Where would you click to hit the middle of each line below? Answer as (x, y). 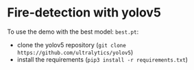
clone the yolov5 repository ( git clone (72, 45)
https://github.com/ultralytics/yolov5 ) (75, 52)
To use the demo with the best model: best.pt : (73, 32)
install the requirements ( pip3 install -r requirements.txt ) (102, 59)
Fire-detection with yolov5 (84, 13)
